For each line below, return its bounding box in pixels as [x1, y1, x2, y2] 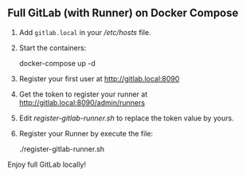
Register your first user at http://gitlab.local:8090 [18, 73, 180, 83]
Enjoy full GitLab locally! [7, 159, 87, 169]
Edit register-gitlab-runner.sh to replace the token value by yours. [18, 113, 234, 123]
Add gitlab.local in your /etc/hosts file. [18, 27, 152, 37]
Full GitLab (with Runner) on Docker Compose [7, 6, 239, 20]
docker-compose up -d [18, 58, 96, 68]
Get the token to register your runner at [18, 89, 148, 99]
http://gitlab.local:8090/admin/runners [18, 97, 145, 107]
